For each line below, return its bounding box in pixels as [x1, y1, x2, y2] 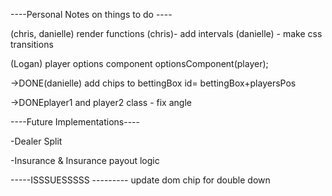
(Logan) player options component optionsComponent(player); [10, 58, 269, 69]
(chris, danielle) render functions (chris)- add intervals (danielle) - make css [10, 28, 323, 39]
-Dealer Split [10, 135, 63, 147]
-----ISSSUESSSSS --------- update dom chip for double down [10, 174, 271, 186]
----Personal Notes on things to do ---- [10, 9, 173, 20]
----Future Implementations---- [10, 116, 140, 128]
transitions [10, 39, 54, 50]
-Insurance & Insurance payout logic [10, 155, 160, 166]
